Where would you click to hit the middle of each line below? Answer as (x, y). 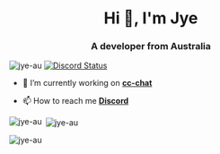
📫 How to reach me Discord (75, 101)
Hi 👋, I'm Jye (151, 18)
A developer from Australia (151, 47)
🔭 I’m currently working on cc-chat (87, 83)
